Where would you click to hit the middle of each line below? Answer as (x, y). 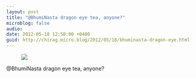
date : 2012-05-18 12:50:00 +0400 (48, 34)
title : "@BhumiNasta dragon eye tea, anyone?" (66, 18)
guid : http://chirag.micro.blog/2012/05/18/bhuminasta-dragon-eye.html (98, 40)
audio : (14, 29)
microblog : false (28, 23)
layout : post (23, 12)
